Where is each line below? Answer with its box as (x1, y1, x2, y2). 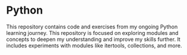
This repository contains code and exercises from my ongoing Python (6, 23, 178, 30)
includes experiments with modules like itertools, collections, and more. (6, 42, 182, 49)
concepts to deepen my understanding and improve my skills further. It (6, 35, 181, 43)
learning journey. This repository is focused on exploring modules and (6, 29, 179, 36)
